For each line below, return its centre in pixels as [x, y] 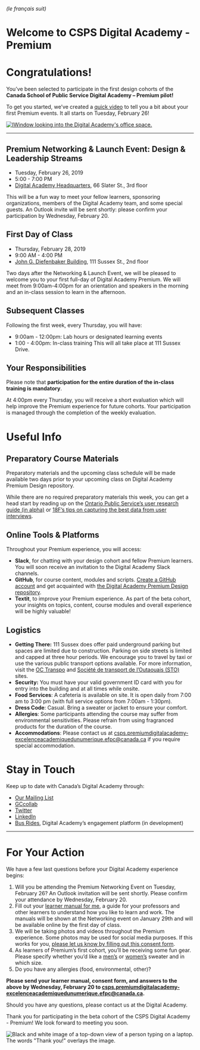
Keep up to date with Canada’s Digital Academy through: [75, 786]
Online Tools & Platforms [53, 535]
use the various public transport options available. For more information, [103, 663]
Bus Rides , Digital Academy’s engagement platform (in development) [99, 823]
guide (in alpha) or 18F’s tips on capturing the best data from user [86, 510]
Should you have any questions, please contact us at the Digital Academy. [97, 1005]
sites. [21, 676]
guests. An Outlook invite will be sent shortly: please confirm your [87, 209]
